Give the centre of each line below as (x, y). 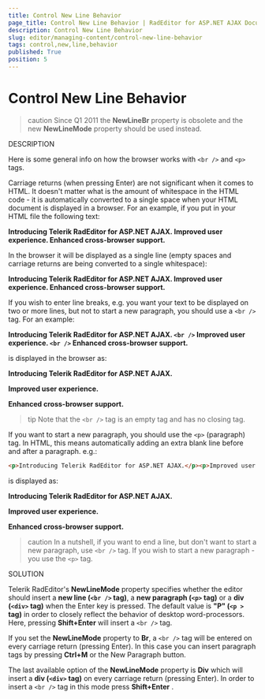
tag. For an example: (41, 319)
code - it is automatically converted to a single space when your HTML (123, 199)
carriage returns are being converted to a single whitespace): (108, 263)
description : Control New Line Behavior (76, 30)
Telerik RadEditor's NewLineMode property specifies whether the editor (125, 589)
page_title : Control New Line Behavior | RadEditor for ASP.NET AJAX (125, 23)
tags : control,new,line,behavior (63, 45)
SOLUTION (26, 574)
